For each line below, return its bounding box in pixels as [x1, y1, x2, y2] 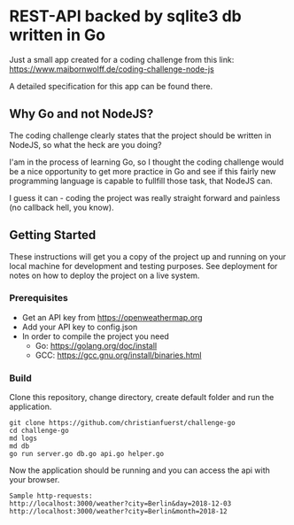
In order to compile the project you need [21, 330, 170, 342]
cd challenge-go [9, 427, 69, 436]
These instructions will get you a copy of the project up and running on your [9, 251, 286, 262]
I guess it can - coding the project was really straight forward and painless [9, 192, 281, 203]
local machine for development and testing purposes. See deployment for [9, 260, 278, 271]
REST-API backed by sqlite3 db [9, 6, 242, 27]
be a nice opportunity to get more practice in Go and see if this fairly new [9, 166, 276, 176]
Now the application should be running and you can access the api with [9, 465, 270, 475]
